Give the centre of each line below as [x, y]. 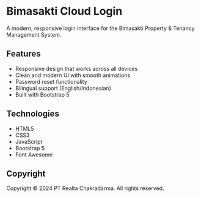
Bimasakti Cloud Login [64, 11]
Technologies [33, 114]
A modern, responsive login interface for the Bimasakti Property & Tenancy [100, 28]
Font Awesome [34, 155]
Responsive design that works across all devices [76, 68]
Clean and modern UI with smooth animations [73, 75]
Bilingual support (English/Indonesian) [63, 88]
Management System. [34, 34]
